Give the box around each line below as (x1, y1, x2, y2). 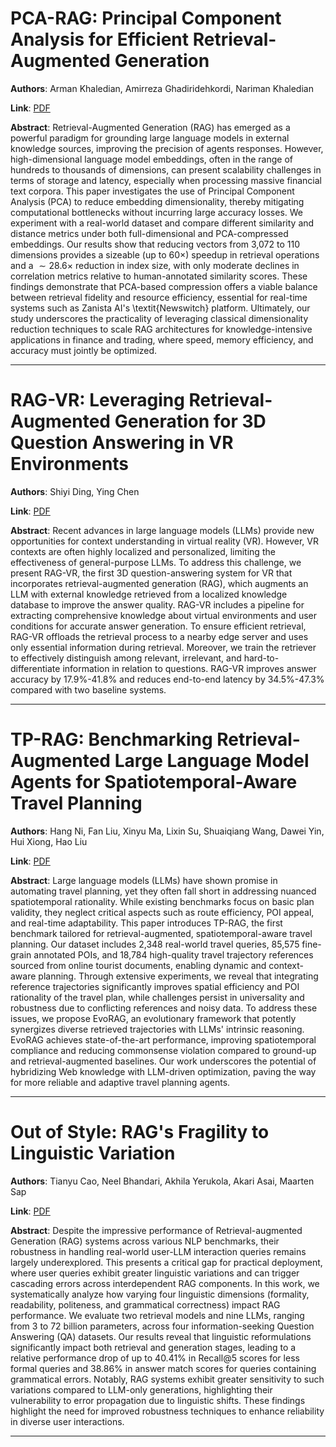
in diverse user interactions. (10, 1415, 125, 1427)
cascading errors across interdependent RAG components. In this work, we (10, 1277, 320, 1289)
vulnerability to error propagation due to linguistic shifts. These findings (10, 1394, 306, 1406)
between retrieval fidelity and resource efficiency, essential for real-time (10, 291, 308, 303)
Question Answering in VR (10, 432, 234, 454)
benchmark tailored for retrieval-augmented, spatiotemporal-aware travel (10, 927, 313, 939)
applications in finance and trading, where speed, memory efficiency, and (10, 333, 314, 346)
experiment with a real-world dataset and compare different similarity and (10, 217, 315, 229)
